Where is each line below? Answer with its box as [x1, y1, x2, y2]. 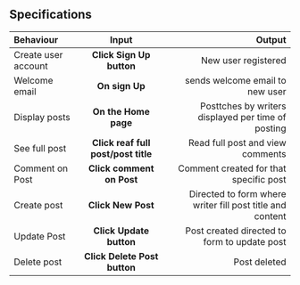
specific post [231, 173, 287, 185]
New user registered [200, 53, 287, 66]
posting [254, 122, 287, 134]
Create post [13, 199, 63, 211]
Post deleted [233, 256, 287, 268]
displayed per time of [197, 110, 287, 123]
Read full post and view [188, 136, 287, 149]
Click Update [93, 224, 150, 237]
